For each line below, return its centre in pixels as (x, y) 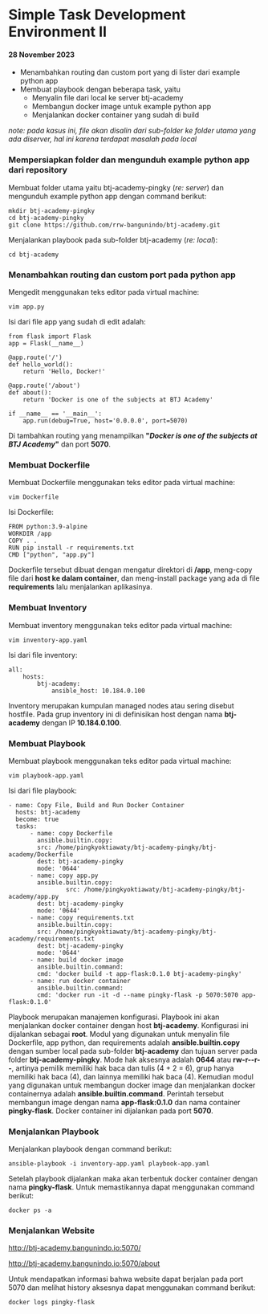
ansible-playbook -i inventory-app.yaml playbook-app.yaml (109, 1164)
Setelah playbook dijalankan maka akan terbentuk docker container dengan (133, 1179)
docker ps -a (30, 1210)
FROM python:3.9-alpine (48, 527)
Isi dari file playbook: (43, 790)
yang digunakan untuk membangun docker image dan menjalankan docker (132, 1085)
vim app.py (26, 307)
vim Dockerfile (34, 497)
